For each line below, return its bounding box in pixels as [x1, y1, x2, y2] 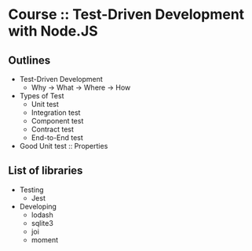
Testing [19, 185, 45, 194]
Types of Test [19, 91, 64, 100]
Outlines [8, 54, 51, 67]
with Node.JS [8, 22, 98, 40]
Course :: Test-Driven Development [8, 6, 245, 24]
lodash [31, 210, 53, 220]
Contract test [31, 124, 75, 134]
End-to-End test [31, 133, 84, 142]
